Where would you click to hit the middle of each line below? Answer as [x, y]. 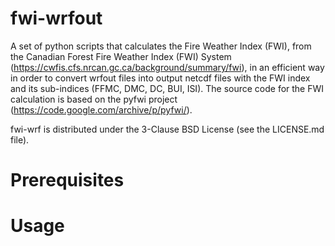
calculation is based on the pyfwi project [94, 99]
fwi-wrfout [56, 18]
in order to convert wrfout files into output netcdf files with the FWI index [160, 78]
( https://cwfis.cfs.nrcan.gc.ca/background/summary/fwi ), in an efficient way [167, 67]
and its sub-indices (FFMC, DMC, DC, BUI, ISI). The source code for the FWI [167, 88]
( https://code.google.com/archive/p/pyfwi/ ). [101, 109]
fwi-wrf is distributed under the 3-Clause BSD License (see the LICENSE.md [167, 129]
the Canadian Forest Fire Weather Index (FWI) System [121, 56]
